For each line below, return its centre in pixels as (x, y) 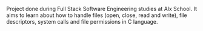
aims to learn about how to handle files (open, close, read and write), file (97, 15)
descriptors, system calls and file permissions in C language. (82, 22)
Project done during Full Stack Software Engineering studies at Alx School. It (101, 9)
